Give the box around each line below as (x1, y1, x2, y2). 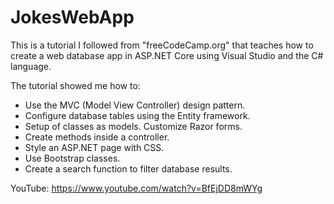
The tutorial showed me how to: (10, 79, 141, 91)
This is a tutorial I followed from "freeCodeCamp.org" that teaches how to (10, 39, 314, 51)
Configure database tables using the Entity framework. (24, 109, 251, 121)
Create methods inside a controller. (24, 131, 170, 143)
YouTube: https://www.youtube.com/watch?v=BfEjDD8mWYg (10, 182, 263, 194)
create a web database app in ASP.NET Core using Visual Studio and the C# (10, 49, 324, 61)
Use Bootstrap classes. (24, 152, 121, 164)
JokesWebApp (10, 6, 135, 29)
